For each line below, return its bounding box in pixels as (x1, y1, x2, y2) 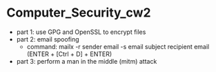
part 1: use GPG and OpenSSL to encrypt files (16, 28, 146, 36)
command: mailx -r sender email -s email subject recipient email (26, 42, 210, 51)
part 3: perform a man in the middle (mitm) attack (16, 57, 157, 65)
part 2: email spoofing (16, 35, 80, 43)
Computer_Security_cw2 (6, 5, 151, 21)
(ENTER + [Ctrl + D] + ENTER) (26, 50, 112, 58)
